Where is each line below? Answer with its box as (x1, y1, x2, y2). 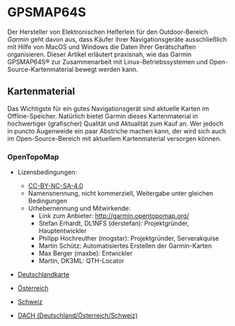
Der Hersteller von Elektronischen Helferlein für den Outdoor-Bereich (7, 28, 208, 36)
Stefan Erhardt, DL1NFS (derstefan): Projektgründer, (38, 219, 189, 228)
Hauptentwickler (38, 227, 87, 235)
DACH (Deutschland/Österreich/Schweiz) (17, 311, 138, 320)
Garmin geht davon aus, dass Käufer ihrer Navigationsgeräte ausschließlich (7, 35, 227, 43)
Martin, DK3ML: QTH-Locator (38, 257, 125, 265)
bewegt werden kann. (75, 65, 139, 73)
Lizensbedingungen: (17, 168, 78, 176)
